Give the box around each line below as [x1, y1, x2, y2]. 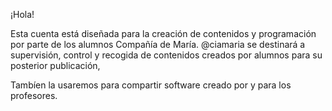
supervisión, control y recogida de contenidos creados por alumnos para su [10, 49, 323, 61]
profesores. [10, 90, 58, 101]
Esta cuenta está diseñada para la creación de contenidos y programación [10, 28, 317, 39]
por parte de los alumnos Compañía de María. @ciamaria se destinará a [10, 39, 306, 50]
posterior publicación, [10, 60, 101, 71]
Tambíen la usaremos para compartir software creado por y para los [10, 79, 292, 91]
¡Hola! [10, 9, 35, 20]
